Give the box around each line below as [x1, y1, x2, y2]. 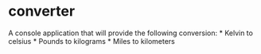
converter [8, 2, 76, 20]
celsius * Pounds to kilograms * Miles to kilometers [8, 36, 175, 45]
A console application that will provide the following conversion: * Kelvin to [8, 28, 253, 38]
